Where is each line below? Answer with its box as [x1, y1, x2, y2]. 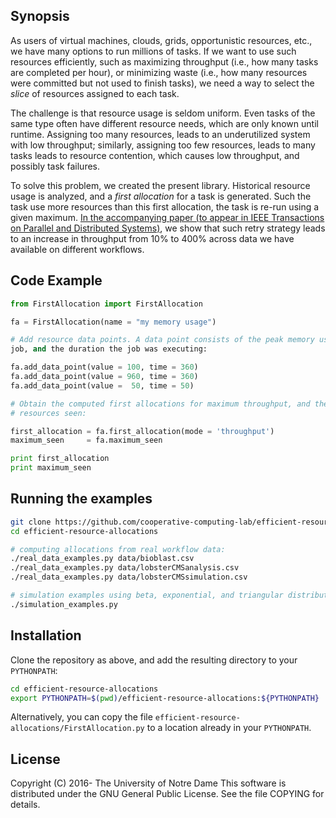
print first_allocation [10, 454, 110, 464]
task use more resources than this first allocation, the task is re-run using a [10, 200, 320, 213]
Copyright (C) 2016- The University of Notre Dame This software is [10, 777, 287, 789]
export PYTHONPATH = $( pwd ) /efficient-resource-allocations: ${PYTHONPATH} [10, 693, 320, 703]
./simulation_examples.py [10, 599, 118, 609]
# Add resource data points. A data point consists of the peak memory [10, 335, 315, 345]
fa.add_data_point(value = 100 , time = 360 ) [10, 362, 199, 373]
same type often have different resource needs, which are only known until [10, 117, 319, 129]
